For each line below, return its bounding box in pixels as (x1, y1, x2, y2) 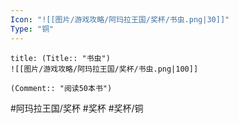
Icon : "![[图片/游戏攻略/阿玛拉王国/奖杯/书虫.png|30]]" (10, 14, 230, 25)
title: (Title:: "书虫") (10, 53, 111, 63)
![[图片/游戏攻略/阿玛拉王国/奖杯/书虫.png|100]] (10, 64, 199, 74)
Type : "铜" (10, 24, 55, 34)
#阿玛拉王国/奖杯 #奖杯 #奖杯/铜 (10, 102, 144, 114)
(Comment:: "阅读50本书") (10, 83, 113, 93)
